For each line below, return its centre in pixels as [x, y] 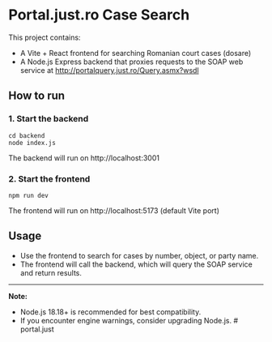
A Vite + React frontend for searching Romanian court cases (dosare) [136, 53]
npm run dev [28, 195]
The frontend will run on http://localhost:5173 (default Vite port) [114, 210]
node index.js [32, 143]
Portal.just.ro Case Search [99, 15]
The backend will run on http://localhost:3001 [84, 158]
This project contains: [45, 37]
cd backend [27, 135]
